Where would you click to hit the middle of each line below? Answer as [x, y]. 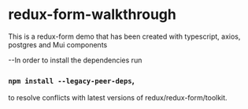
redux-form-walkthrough [93, 15]
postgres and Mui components [58, 44]
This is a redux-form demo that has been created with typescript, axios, [124, 36]
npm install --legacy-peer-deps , [72, 81]
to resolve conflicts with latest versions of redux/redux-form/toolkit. [118, 98]
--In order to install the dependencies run [75, 60]
